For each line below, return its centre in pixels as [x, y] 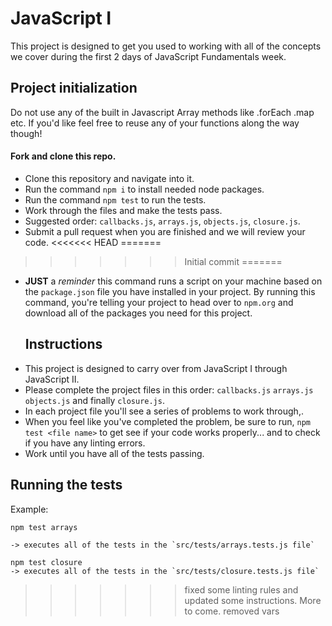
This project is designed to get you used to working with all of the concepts [166, 46]
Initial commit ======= [233, 261]
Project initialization [74, 88]
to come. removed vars [232, 611]
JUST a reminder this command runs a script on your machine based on [173, 281]
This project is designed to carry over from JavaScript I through [156, 368]
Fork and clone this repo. [63, 156]
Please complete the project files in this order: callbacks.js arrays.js [169, 389]
